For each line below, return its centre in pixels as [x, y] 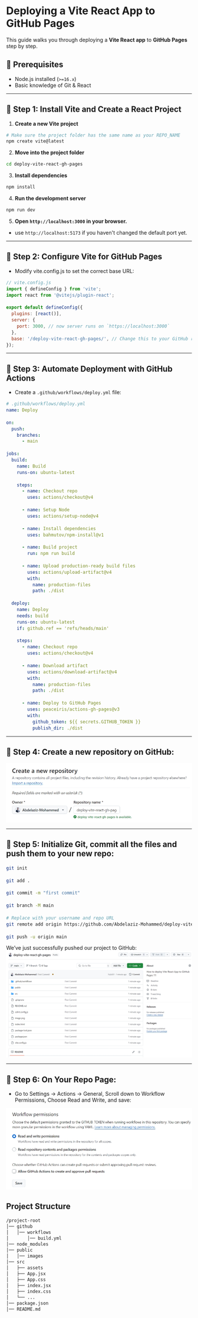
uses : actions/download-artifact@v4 [72, 672]
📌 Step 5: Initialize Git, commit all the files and [92, 844]
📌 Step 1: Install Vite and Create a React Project [94, 110]
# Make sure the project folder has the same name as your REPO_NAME [93, 135]
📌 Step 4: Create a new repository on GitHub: [90, 752]
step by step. [22, 46]
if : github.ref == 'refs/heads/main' [63, 628]
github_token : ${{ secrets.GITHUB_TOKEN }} [87, 722]
